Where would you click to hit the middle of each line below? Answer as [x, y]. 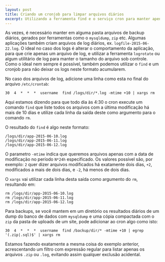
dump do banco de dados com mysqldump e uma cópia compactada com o [80, 216]
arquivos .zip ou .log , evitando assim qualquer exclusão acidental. [73, 255]
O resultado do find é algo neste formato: [47, 127]
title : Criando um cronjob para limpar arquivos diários [65, 14]
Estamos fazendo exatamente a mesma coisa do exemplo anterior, [72, 244]
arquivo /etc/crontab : [27, 84]
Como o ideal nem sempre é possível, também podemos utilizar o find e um [82, 64]
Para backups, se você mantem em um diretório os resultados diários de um [82, 211]
